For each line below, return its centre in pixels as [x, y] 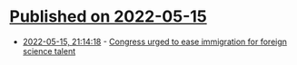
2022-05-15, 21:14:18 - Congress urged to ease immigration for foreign [155, 42]
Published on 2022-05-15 [108, 17]
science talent [49, 51]
